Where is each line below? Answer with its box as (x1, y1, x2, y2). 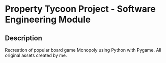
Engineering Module (5, 14, 91, 25)
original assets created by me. (5, 52, 67, 58)
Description (5, 34, 42, 42)
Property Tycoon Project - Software (5, 3, 156, 15)
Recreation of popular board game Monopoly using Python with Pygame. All (5, 47, 161, 53)
